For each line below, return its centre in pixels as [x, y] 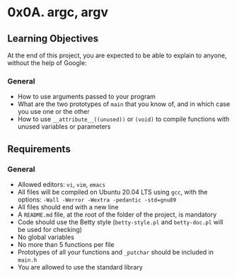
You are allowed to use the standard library [80, 267]
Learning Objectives [53, 39]
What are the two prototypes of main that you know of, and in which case [124, 104]
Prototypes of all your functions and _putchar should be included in [116, 252]
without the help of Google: [47, 63]
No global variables [46, 237]
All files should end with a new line [68, 207]
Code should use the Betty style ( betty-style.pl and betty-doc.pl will [120, 222]
